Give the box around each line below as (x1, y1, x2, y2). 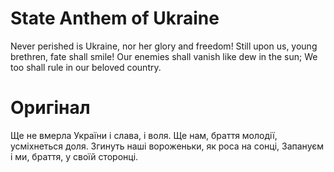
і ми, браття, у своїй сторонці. (10, 150, 139, 162)
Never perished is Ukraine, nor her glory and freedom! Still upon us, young (10, 40, 318, 52)
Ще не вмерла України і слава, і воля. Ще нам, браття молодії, (10, 129, 278, 141)
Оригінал (10, 97, 91, 119)
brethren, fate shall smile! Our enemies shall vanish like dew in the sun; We (10, 50, 318, 62)
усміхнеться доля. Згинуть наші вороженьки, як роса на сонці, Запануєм (10, 140, 325, 152)
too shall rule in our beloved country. (10, 61, 162, 73)
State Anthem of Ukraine (10, 7, 220, 30)
